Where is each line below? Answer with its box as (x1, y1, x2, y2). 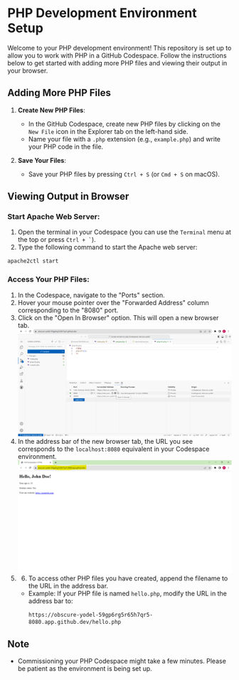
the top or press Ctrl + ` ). (17, 235, 96, 244)
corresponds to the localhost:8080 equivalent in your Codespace (17, 445, 210, 453)
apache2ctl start (7, 257, 59, 265)
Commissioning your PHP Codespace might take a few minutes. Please (17, 657, 226, 666)
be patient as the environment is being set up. (17, 664, 153, 673)
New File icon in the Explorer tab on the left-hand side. (28, 127, 188, 136)
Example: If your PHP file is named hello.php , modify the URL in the (28, 589, 228, 598)
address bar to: (28, 597, 73, 605)
